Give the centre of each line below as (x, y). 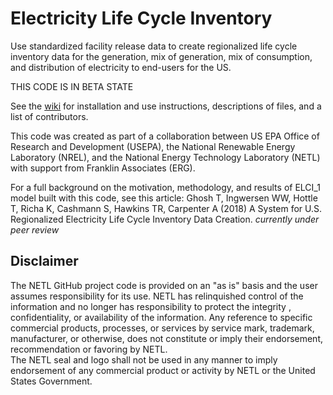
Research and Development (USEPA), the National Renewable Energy (153, 146)
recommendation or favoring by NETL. (89, 349)
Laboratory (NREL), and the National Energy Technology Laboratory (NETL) (165, 157)
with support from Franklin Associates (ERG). (103, 168)
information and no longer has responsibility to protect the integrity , (151, 306)
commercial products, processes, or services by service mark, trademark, (162, 328)
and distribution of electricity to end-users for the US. (121, 67)
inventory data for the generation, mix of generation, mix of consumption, (161, 56)
